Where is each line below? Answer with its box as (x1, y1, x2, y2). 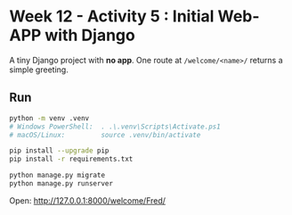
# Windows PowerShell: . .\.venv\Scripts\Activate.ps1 (9, 122, 221, 131)
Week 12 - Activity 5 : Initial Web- (9, 6, 260, 27)
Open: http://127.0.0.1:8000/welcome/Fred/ (9, 194, 166, 206)
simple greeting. (9, 64, 69, 75)
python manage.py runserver (9, 179, 114, 188)
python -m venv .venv (9, 113, 90, 122)
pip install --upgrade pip (9, 146, 109, 155)
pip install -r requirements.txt (9, 154, 134, 164)
